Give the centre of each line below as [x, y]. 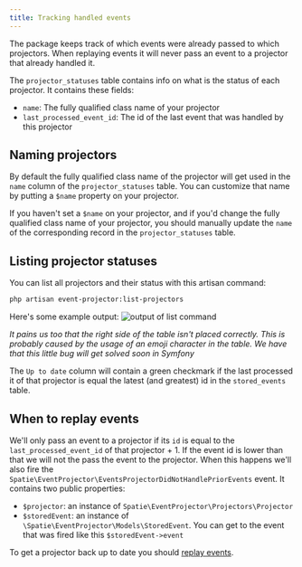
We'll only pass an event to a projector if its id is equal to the [122, 440]
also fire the [32, 469]
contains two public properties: [67, 488]
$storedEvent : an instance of [75, 515]
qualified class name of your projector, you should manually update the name [151, 223]
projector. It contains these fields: [72, 90]
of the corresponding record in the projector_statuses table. [123, 232]
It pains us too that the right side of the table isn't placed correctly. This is [147, 335]
